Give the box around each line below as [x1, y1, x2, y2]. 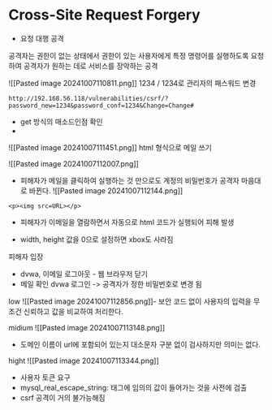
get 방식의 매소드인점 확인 [19, 116, 103, 127]
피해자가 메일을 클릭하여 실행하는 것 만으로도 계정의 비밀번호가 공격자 [19, 175, 240, 185]
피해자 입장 [8, 252, 44, 261]
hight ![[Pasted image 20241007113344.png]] [8, 356, 160, 365]
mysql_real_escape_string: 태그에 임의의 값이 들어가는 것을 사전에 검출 [19, 382, 248, 392]
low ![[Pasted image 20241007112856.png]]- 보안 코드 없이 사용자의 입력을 [8, 296, 252, 306]
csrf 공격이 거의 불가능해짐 [19, 392, 106, 403]
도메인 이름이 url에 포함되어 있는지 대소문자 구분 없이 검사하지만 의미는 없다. [19, 339, 261, 349]
